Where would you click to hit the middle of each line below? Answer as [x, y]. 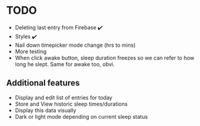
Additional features [43, 83]
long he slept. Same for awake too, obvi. [65, 64]
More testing [31, 51]
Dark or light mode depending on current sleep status [81, 116]
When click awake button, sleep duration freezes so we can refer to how [105, 58]
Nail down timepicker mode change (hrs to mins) [75, 45]
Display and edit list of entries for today [64, 97]
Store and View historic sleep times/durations [71, 104]
